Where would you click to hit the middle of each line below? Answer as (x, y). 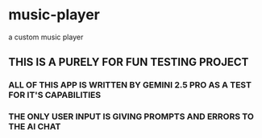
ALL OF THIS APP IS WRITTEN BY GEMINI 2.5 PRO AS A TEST (130, 85)
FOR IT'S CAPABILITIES (55, 95)
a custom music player (46, 37)
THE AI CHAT (35, 127)
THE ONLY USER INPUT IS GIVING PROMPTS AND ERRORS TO (131, 116)
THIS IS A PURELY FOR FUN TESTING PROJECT (129, 62)
